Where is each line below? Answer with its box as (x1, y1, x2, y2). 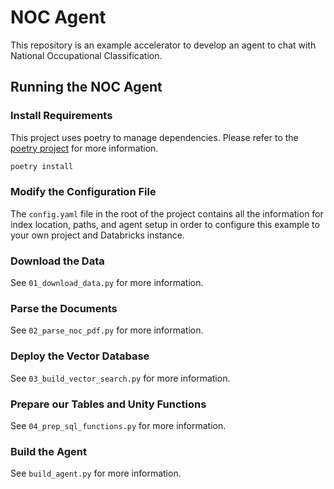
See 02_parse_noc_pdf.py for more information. (10, 324, 204, 336)
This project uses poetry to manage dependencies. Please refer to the (10, 131, 299, 143)
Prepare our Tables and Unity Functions (10, 397, 207, 411)
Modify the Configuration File (10, 185, 157, 199)
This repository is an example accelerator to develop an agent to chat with (10, 39, 317, 51)
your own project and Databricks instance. (10, 229, 185, 241)
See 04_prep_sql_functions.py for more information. (10, 419, 227, 431)
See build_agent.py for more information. (10, 467, 182, 480)
